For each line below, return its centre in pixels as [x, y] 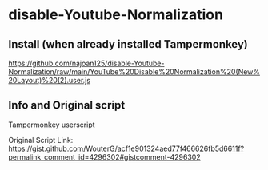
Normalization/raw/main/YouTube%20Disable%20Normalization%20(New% [134, 72]
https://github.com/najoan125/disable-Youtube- [86, 63]
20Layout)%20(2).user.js [49, 80]
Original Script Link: [41, 140]
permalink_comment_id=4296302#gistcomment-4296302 [105, 156]
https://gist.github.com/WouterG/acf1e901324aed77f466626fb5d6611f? [126, 148]
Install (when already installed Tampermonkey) [128, 44]
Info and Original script [67, 105]
